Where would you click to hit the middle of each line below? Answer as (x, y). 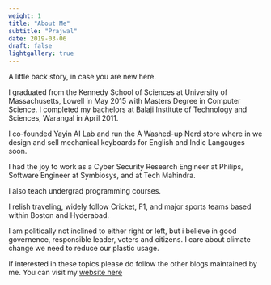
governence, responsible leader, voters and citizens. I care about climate (129, 239)
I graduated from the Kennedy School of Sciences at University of (118, 92)
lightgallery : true (41, 53)
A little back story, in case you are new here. (82, 77)
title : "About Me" (39, 23)
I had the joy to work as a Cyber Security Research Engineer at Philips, (126, 166)
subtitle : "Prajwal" (43, 31)
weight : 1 (25, 16)
